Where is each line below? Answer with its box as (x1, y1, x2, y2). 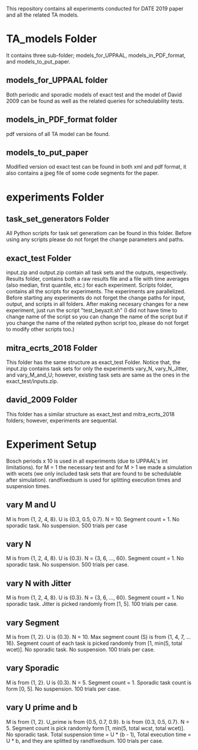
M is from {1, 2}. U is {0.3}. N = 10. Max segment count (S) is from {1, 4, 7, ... (6, 634, 191, 640)
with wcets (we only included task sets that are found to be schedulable (6, 470, 182, 477)
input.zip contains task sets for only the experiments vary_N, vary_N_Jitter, (6, 365, 189, 372)
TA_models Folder (6, 32, 97, 46)
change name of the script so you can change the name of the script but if (6, 313, 188, 320)
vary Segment (6, 618, 60, 628)
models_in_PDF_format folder (6, 115, 117, 125)
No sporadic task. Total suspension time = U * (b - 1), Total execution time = (6, 730, 191, 738)
